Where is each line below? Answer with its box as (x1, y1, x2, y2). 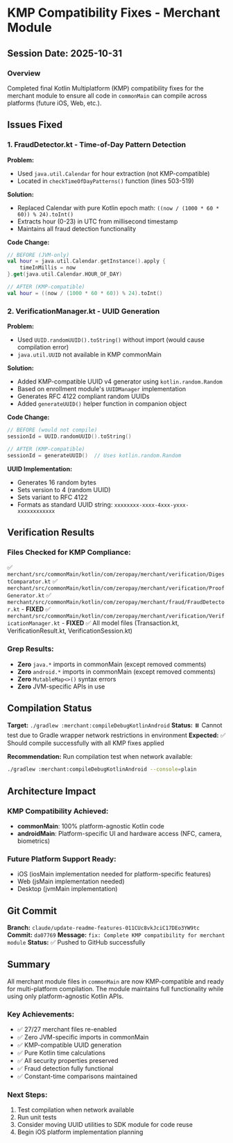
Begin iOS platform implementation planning (17, 1128, 144, 1136)
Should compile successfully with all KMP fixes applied (7, 739, 164, 748)
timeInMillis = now (19, 265, 76, 271)
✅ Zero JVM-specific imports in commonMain (17, 1033, 149, 1041)
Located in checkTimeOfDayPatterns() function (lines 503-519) (17, 176, 194, 185)
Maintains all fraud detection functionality (17, 224, 137, 232)
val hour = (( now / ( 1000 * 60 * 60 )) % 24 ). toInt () (7, 290, 163, 297)
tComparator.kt (7, 578, 51, 585)
